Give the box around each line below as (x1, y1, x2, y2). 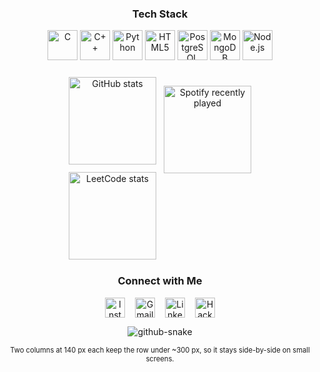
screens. (145, 353, 175, 364)
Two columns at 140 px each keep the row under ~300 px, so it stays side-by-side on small (10, 345, 310, 355)
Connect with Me (117, 274, 203, 288)
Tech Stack (131, 7, 189, 21)
